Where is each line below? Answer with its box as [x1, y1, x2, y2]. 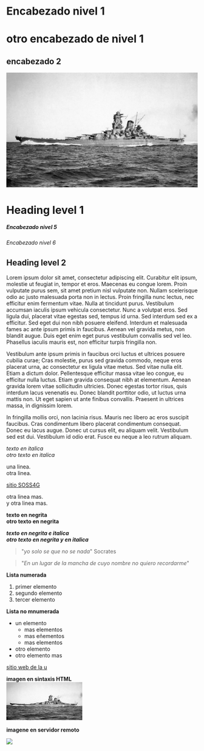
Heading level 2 [6, 258, 67, 268]
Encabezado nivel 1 [6, 4, 105, 18]
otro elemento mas [15, 651, 63, 659]
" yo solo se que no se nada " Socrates [21, 547, 117, 555]
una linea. [6, 463, 31, 470]
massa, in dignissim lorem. [6, 402, 73, 409]
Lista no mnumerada [6, 608, 59, 615]
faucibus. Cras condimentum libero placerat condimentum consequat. [6, 420, 182, 427]
